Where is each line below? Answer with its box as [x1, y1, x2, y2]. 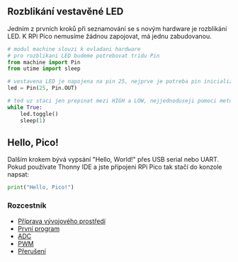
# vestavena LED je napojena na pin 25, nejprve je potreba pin [7, 78, 201, 85]
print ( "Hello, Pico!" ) [7, 184, 74, 191]
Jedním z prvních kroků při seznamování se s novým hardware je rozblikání [7, 24, 227, 32]
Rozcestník [7, 201, 47, 210]
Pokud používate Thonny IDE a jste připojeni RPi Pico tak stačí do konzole [7, 162, 222, 172]
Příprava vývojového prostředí [17, 217, 106, 225]
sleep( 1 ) [20, 117, 46, 124]
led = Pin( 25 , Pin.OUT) [7, 85, 78, 92]
